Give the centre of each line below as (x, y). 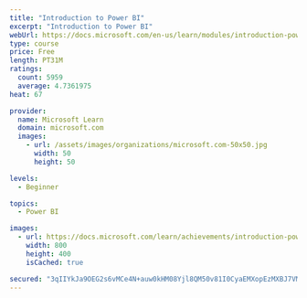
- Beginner (38, 187)
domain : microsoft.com (61, 128)
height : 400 (48, 254)
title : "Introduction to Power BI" (77, 18)
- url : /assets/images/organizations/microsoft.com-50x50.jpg (147, 145)
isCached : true (55, 262)
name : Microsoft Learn (61, 120)
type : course (34, 43)
